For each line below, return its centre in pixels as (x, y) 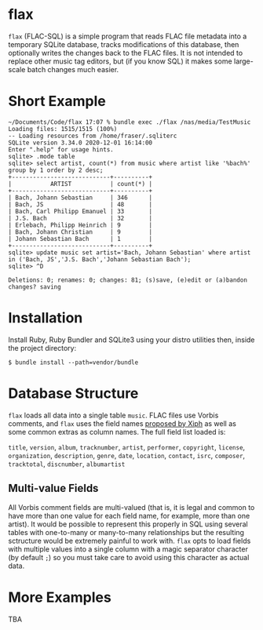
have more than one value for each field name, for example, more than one (129, 515)
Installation (46, 318)
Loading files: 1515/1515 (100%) (63, 129)
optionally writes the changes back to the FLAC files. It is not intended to (126, 53)
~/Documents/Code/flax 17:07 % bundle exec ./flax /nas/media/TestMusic (130, 122)
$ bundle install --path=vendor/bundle (73, 362)
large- (243, 61)
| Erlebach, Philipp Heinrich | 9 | (80, 225)
